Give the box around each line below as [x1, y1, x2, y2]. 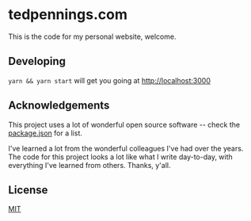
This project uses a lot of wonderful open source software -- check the [8, 120, 240, 129]
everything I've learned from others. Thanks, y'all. [8, 160, 171, 170]
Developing [8, 55, 66, 68]
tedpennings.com [8, 6, 128, 24]
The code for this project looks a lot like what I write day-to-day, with [8, 152, 234, 162]
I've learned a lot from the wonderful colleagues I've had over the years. [8, 143, 244, 153]
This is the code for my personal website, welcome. [8, 32, 177, 41]
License [8, 183, 48, 196]
